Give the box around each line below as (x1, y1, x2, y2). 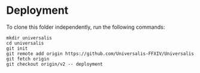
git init (6, 45, 28, 51)
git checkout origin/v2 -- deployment (6, 61, 103, 67)
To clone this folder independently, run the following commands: (6, 23, 165, 31)
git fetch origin (6, 56, 50, 62)
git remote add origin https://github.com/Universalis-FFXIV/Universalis (6, 50, 195, 57)
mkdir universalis (6, 35, 52, 41)
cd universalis (6, 40, 44, 46)
